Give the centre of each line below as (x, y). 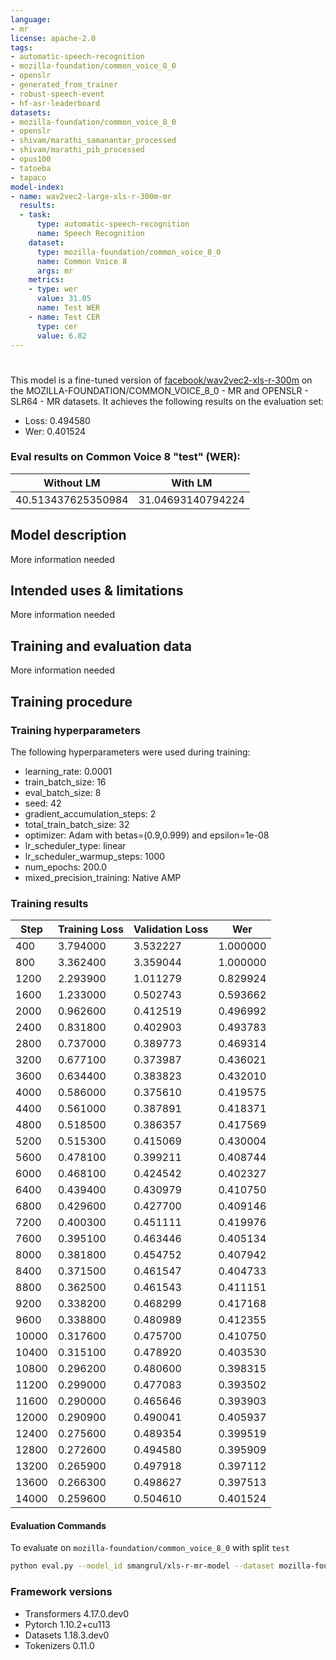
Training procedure (71, 701)
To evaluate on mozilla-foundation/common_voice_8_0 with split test (150, 1548)
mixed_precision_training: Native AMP (103, 877)
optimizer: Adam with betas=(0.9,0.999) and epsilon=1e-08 (147, 835)
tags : (21, 47)
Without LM (72, 483)
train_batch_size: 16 (65, 782)
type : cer (57, 326)
